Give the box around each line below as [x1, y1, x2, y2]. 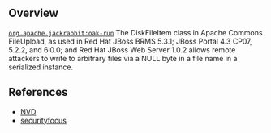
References [8, 85, 68, 99]
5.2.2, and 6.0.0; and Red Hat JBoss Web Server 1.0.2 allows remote [8, 44, 236, 55]
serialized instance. [8, 62, 74, 72]
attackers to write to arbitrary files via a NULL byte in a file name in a [8, 53, 238, 63]
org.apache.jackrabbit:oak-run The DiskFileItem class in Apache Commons [8, 27, 263, 37]
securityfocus [19, 115, 67, 125]
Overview [8, 6, 59, 20]
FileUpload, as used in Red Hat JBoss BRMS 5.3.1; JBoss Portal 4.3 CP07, [8, 36, 253, 46]
